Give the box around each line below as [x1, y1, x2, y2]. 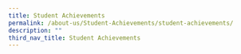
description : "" [8, 26, 62, 34]
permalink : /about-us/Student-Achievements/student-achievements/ [8, 19, 234, 27]
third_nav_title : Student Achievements [8, 33, 141, 42]
